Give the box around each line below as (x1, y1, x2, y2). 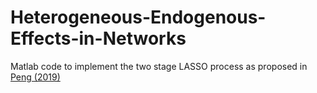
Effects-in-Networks (10, 27, 187, 50)
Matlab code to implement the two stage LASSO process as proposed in (10, 60, 308, 72)
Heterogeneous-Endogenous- (10, 6, 267, 29)
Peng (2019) (10, 71, 61, 83)
